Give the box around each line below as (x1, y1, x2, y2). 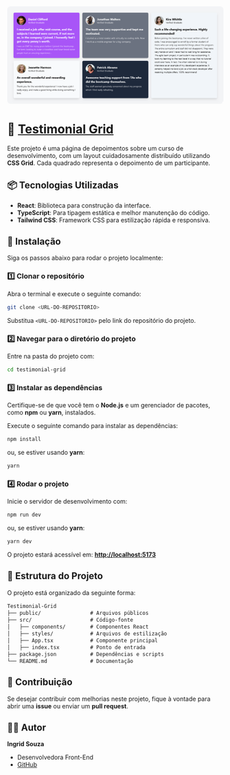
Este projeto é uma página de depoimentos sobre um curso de (7, 144, 184, 153)
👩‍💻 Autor (7, 721, 47, 733)
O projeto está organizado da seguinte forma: (7, 588, 136, 596)
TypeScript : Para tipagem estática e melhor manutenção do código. (16, 208, 211, 216)
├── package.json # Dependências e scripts (7, 651, 165, 658)
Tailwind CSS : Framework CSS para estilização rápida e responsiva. (16, 216, 211, 224)
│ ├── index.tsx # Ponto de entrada (7, 644, 146, 651)
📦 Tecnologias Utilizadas (7, 179, 119, 191)
